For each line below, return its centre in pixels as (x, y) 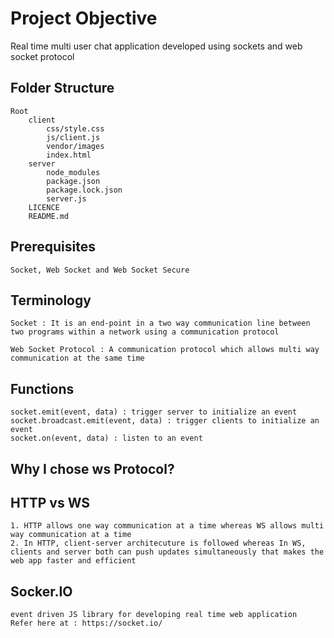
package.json (73, 181)
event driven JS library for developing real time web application (154, 615)
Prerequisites (53, 247)
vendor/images (75, 146)
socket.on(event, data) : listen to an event (106, 438)
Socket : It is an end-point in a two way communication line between (160, 323)
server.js (66, 198)
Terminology (51, 300)
